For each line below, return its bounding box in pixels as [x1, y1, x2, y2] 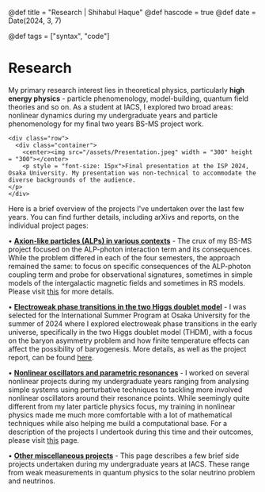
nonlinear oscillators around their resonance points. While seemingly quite [8, 393, 250, 402]
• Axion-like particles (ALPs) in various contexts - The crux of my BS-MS [8, 236, 252, 245]
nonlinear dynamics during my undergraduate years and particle [8, 110, 218, 120]
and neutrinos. [8, 476, 55, 486]
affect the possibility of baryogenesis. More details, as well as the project [8, 344, 247, 353]
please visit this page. [8, 435, 80, 444]
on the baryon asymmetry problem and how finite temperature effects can [8, 336, 250, 345]
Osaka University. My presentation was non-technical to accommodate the [8, 169, 257, 177]
